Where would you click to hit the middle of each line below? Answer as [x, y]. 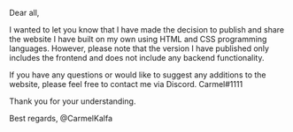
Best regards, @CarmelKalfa [61, 118]
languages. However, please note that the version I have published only [139, 48]
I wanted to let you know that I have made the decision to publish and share [147, 29]
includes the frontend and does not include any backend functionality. [137, 58]
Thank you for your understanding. [73, 101]
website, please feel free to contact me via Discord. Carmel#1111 [126, 84]
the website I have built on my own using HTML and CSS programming [138, 39]
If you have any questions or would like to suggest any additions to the [138, 75]
